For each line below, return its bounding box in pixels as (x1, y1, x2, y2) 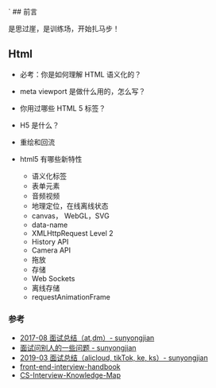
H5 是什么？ (19, 120, 60, 130)
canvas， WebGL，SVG (31, 210, 110, 221)
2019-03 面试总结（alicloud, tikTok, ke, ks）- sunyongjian (19, 353, 208, 363)
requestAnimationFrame (31, 292, 111, 301)
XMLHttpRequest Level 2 (31, 228, 114, 237)
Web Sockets (31, 273, 75, 283)
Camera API (31, 245, 71, 255)
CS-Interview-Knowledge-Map (19, 370, 121, 380)
